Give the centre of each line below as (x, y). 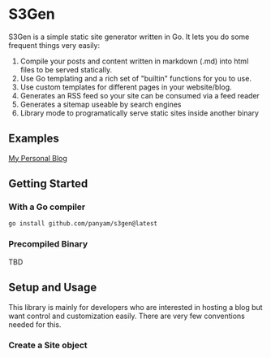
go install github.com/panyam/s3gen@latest (83, 224)
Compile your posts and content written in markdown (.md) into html (134, 61)
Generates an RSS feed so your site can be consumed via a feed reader (140, 95)
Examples (34, 139)
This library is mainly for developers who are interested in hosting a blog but (135, 307)
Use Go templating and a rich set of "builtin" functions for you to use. (135, 78)
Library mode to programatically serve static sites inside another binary (140, 113)
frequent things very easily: (54, 45)
